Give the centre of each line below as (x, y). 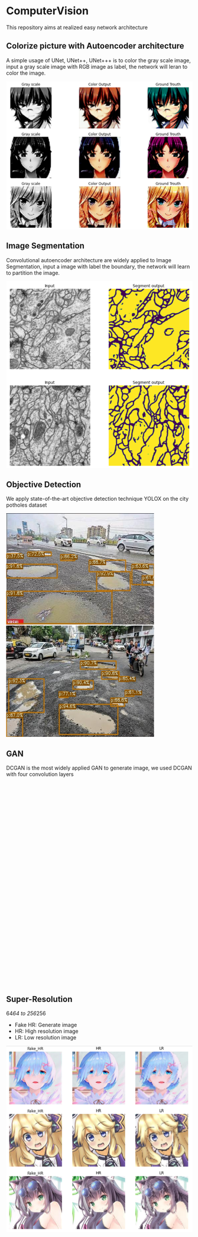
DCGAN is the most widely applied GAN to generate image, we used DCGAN (99, 768)
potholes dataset (27, 505)
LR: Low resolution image (46, 1038)
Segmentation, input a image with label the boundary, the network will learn (98, 266)
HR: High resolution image (46, 1031)
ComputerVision (47, 11)
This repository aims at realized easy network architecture (77, 27)
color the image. (26, 73)
